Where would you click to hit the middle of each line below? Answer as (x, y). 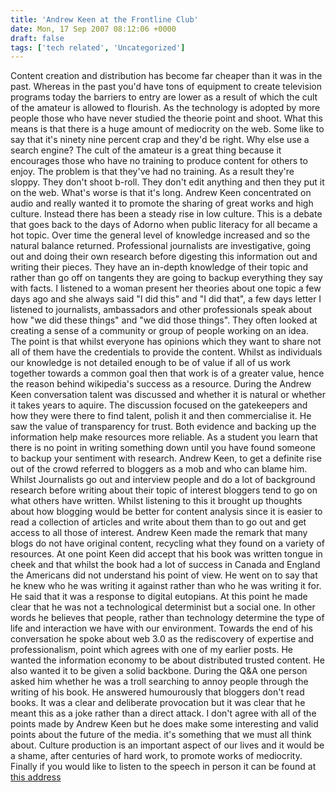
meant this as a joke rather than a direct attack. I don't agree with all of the (163, 713)
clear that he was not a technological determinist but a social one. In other (163, 607)
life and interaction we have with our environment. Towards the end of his (161, 628)
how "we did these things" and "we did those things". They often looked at (164, 320)
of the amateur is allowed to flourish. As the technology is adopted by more (165, 108)
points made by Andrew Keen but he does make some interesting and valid (164, 724)
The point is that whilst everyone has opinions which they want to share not (166, 342)
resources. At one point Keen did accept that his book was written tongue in (166, 554)
